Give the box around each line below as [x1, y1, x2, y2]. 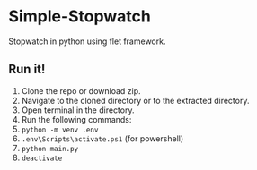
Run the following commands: [21, 114, 132, 124]
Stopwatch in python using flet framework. [8, 36, 166, 47]
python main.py [21, 144, 79, 153]
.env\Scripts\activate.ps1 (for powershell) [21, 132, 184, 144]
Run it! [8, 62, 46, 77]
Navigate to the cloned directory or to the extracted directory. [21, 95, 250, 106]
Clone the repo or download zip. [21, 85, 141, 96]
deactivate [21, 154, 63, 163]
